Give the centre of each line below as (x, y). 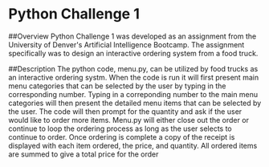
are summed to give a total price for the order (84, 154)
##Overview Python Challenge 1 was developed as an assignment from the (132, 36)
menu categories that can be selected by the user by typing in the (117, 86)
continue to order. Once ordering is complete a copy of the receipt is (122, 136)
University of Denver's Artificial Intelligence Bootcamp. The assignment (126, 44)
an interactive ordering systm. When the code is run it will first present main (134, 77)
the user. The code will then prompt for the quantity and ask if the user (125, 111)
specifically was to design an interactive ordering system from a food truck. (133, 53)
